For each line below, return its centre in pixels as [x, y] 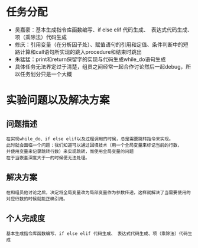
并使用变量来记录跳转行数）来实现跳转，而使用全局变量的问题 [70, 152]
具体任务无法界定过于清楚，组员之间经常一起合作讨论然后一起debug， [100, 66]
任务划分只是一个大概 [46, 74]
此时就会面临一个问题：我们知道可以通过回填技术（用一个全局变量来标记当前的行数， [94, 145]
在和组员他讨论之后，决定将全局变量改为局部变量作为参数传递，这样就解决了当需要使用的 [98, 192]
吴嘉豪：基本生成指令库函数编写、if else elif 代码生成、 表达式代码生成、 [102, 30]
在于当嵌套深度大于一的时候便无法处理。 [48, 157]
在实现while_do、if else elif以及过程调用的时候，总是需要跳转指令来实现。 [90, 139]
